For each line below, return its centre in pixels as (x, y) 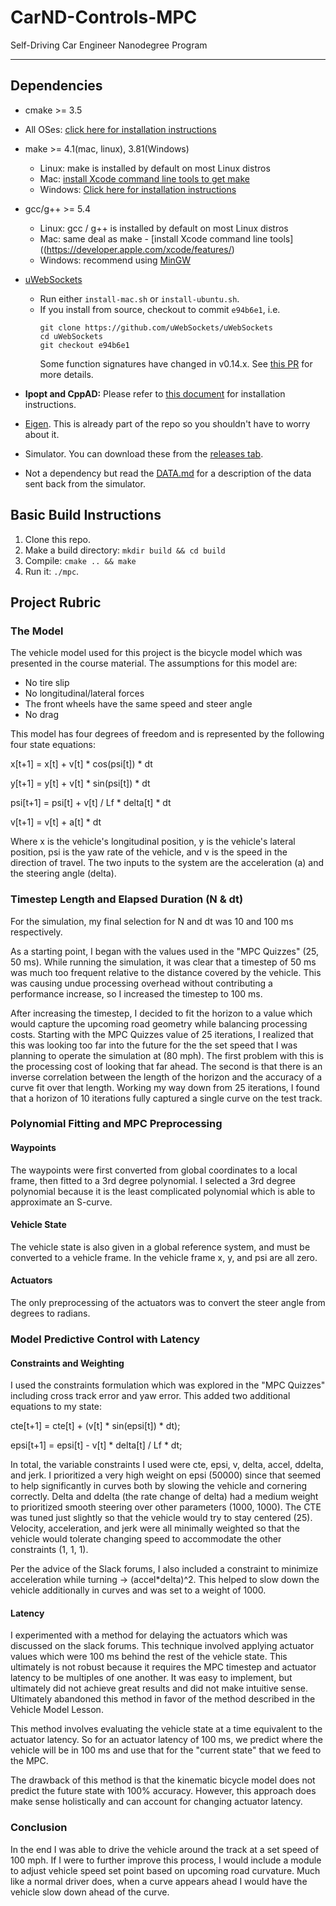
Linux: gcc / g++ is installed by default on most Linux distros (164, 228)
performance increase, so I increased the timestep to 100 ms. (136, 993)
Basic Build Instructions (86, 515)
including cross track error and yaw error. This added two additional (150, 1396)
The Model (37, 631)
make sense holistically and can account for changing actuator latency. (156, 1802)
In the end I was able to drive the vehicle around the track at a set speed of (165, 1849)
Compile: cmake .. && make (80, 560)
